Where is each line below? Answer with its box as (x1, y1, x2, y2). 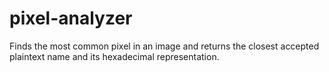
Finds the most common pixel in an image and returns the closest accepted (9, 40, 320, 52)
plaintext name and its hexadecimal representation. (9, 50, 220, 62)
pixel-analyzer (9, 7, 133, 30)
